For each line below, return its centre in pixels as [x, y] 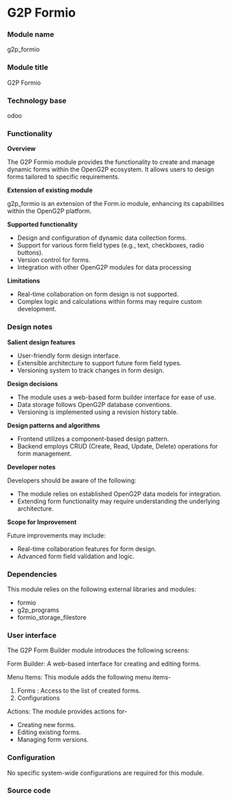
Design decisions [33, 383]
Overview [21, 149]
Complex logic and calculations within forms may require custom [109, 302]
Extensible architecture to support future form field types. [99, 363]
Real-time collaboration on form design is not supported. [98, 294]
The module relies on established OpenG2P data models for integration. [119, 494]
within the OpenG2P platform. [49, 211]
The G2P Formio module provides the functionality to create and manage [111, 162]
